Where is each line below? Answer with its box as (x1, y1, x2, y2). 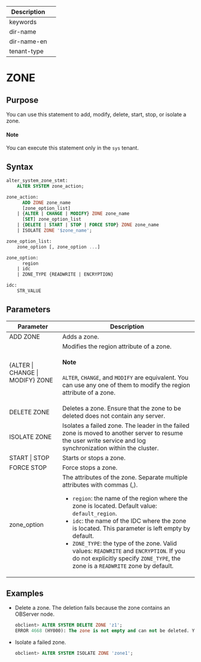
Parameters (6, 304, 51, 314)
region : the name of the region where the (72, 495, 188, 503)
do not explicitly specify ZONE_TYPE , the (72, 555, 181, 563)
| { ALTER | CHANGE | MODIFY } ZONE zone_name (17, 211, 130, 217)
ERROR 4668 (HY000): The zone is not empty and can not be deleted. (14, 628, 190, 634)
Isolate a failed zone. (14, 639, 66, 646)
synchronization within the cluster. (62, 444, 159, 453)
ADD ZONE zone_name (22, 199, 71, 206)
